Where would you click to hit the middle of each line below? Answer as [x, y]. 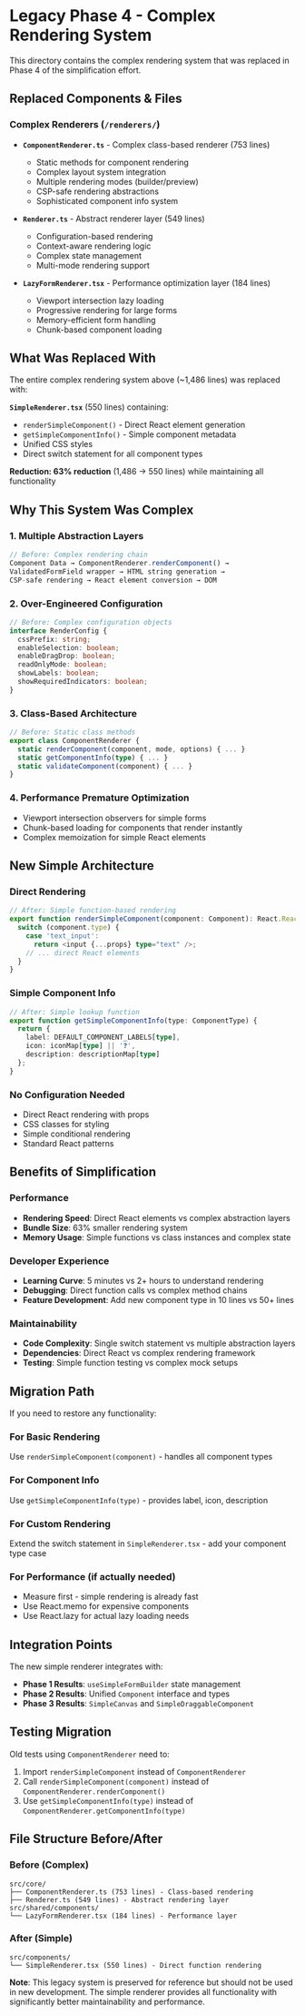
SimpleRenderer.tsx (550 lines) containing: [89, 407]
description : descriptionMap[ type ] [93, 1054]
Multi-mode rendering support [93, 265]
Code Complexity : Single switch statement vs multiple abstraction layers [159, 1343]
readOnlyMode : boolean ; [62, 665]
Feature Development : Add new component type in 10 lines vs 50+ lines [158, 1299]
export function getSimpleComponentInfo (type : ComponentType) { [133, 1021]
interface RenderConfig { [58, 631]
